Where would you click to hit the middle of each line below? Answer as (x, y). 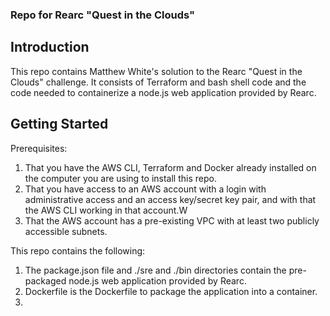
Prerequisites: (39, 148)
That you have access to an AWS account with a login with (145, 189)
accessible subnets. (66, 231)
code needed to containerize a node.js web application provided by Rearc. (163, 92)
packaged (45, 280)
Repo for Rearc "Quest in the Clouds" (103, 15)
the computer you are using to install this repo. (120, 178)
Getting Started (59, 124)
